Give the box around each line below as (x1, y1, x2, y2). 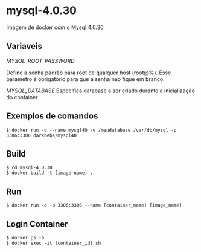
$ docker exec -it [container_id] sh (6, 240, 101, 246)
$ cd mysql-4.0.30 (6, 164, 53, 171)
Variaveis (6, 41, 42, 51)
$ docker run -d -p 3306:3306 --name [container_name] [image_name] (6, 202, 182, 208)
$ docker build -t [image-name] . (6, 170, 94, 176)
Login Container (6, 219, 68, 229)
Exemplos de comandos (6, 111, 98, 121)
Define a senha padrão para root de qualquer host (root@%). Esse (6, 69, 171, 76)
